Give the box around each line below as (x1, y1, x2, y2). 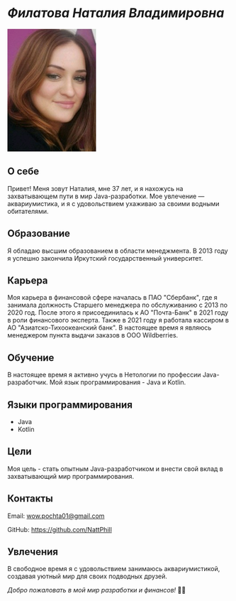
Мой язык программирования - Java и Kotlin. (49, 378, 186, 386)
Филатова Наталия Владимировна (7, 5, 225, 21)
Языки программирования (7, 399, 133, 411)
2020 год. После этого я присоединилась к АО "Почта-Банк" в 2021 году (7, 308, 229, 317)
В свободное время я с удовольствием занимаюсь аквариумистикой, (7, 565, 220, 573)
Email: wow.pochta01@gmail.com (7, 511, 105, 520)
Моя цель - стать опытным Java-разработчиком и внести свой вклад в (7, 464, 223, 473)
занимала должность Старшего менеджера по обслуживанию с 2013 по (7, 300, 228, 310)
